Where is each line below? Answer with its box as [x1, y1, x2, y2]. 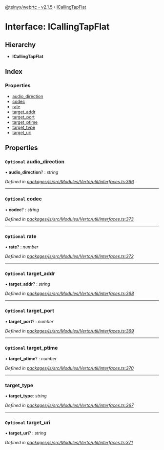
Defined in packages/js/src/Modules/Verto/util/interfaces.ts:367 [5, 402, 134, 409]
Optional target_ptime [5, 345, 58, 352]
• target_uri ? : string [5, 430, 46, 436]
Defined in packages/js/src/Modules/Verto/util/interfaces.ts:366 [5, 179, 134, 185]
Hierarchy [5, 40, 36, 49]
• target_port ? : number [5, 318, 54, 324]
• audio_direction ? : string [5, 169, 59, 175]
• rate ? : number [5, 244, 39, 250]
